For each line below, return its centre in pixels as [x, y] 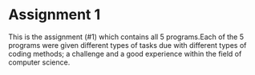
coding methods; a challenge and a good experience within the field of [125, 53]
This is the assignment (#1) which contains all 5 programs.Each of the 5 [126, 37]
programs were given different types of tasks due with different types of [127, 45]
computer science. [39, 62]
